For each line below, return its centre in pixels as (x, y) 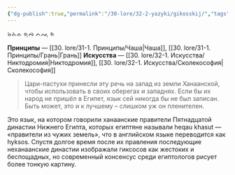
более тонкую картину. (42, 164)
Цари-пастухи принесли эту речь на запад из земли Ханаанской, (122, 83)
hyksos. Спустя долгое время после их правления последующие (104, 141)
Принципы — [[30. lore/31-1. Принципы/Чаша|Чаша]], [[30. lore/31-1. (109, 48)
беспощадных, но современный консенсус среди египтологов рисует (112, 156)
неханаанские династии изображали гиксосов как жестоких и (101, 149)
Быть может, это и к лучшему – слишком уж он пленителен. (114, 106)
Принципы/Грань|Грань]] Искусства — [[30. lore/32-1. (88, 55)
